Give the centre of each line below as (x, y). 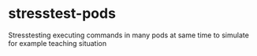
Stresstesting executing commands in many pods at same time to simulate (129, 35)
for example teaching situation (58, 43)
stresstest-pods (62, 14)
